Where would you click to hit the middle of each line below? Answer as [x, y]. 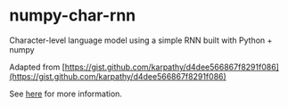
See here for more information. [66, 94]
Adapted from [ [37, 67]
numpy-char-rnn [73, 16]
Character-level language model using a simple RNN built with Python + [141, 40]
